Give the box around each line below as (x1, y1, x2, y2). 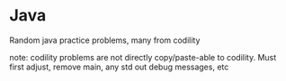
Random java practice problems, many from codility (9, 35, 201, 45)
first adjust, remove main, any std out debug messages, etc (9, 61, 229, 72)
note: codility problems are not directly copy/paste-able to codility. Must (9, 52, 277, 62)
